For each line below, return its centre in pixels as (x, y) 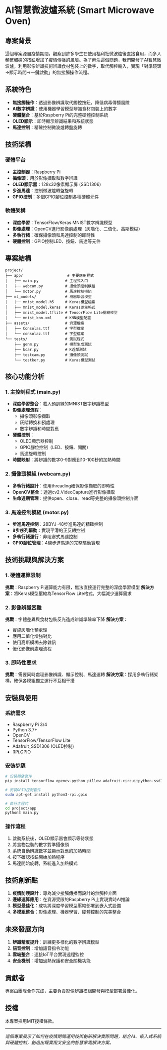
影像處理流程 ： (28, 410)
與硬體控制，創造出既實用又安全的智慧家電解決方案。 (59, 1042)
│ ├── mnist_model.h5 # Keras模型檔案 (50, 302)
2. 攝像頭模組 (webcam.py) (38, 474)
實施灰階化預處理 (30, 630)
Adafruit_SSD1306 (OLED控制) (43, 746)
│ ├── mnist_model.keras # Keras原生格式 (50, 307)
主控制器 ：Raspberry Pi (36, 172)
